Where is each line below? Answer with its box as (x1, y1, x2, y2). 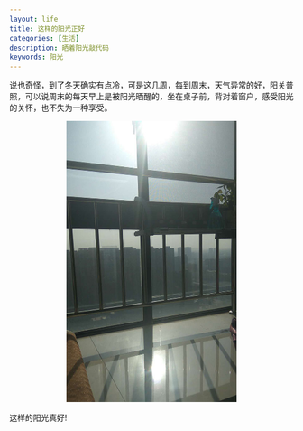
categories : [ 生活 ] (9, 33, 80, 42)
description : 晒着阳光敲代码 (9, 43, 110, 52)
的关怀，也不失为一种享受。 (9, 102, 113, 113)
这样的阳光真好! (9, 412, 68, 423)
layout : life (9, 14, 59, 23)
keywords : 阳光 (9, 52, 64, 62)
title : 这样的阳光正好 (9, 23, 86, 33)
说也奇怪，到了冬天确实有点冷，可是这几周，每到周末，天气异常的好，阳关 (9, 80, 286, 90)
